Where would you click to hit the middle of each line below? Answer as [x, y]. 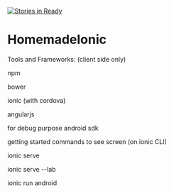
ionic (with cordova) [37, 100]
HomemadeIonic [57, 40]
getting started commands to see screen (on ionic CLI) [87, 141]
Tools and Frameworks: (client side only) [67, 59]
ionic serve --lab [32, 169]
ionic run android [32, 183]
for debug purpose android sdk [53, 128]
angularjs [21, 114]
